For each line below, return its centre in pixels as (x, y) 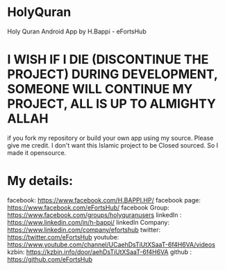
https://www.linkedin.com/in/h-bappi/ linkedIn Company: (89, 222)
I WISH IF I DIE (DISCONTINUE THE (108, 59)
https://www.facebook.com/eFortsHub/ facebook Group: (89, 207)
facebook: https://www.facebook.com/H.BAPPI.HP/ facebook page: (104, 200)
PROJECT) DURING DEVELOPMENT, (112, 74)
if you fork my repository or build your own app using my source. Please (110, 138)
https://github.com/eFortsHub (50, 259)
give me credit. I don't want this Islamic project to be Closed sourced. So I (113, 145)
